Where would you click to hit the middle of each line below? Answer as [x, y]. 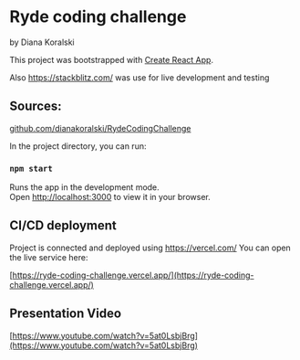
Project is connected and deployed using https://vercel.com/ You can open [150, 248]
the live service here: [49, 257]
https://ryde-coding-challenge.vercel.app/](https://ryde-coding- [133, 275]
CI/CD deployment [63, 226]
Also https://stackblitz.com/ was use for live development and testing [140, 77]
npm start [31, 168]
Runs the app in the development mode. [84, 187]
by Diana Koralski [42, 42]
